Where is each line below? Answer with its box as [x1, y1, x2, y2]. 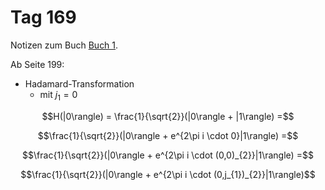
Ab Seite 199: [10, 58, 65, 70]
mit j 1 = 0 [39, 88, 78, 103]
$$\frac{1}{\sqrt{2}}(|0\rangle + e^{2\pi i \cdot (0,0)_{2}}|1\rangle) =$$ [22, 149, 314, 161]
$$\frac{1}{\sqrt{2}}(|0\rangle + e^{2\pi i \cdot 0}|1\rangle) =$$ [37, 129, 299, 141]
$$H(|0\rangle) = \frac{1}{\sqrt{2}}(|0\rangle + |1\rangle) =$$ [41, 110, 295, 122]
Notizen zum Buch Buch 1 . [10, 39, 119, 51]
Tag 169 [10, 6, 77, 29]
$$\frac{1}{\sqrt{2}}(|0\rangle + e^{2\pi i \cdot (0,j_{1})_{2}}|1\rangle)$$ [20, 168, 316, 180]
